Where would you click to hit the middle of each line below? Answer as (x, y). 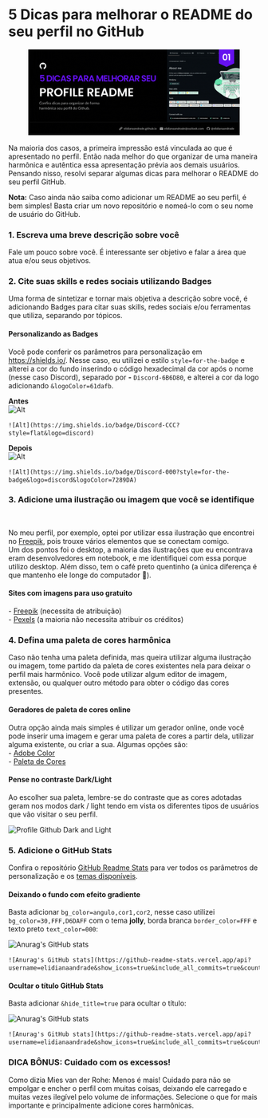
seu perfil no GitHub (77, 31)
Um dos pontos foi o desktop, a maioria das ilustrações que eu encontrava (131, 549)
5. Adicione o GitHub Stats (60, 850)
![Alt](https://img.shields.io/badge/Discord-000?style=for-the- (119, 472)
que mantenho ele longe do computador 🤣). (80, 575)
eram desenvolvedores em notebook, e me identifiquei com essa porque (128, 558)
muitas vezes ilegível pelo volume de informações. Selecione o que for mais (133, 1096)
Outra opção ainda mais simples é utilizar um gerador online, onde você (126, 727)
